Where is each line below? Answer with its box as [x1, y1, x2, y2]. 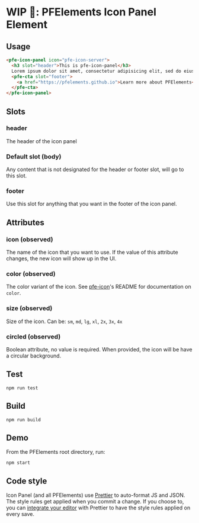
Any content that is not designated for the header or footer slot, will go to [6, 166, 184, 173]
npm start [6, 460, 31, 466]
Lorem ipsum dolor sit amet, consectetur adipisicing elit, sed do [11, 68, 182, 74]
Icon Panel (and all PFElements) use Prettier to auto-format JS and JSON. [6, 492, 185, 499]
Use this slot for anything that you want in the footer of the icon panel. [6, 201, 177, 208]
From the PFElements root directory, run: [6, 448, 105, 456]
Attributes [6, 217, 44, 227]
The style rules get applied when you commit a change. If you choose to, [6, 498, 184, 505]
